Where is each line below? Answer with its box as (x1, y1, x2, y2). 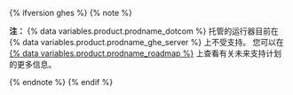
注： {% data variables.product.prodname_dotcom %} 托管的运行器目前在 (9, 26, 279, 36)
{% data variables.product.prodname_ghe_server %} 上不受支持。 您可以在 (9, 37, 284, 47)
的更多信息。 (9, 59, 56, 69)
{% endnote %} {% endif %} (9, 77, 114, 87)
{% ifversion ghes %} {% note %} (9, 8, 133, 18)
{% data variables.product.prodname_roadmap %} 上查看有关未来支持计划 (9, 48, 282, 59)
